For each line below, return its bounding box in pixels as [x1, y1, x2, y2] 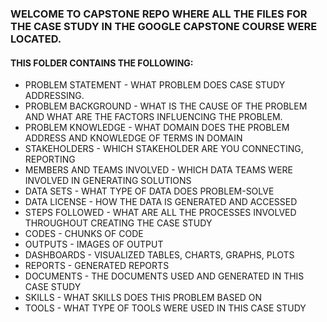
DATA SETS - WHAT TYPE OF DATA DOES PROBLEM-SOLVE [24, 185, 275, 197]
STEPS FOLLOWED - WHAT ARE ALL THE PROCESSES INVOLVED [24, 207, 297, 219]
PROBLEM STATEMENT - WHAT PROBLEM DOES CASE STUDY [24, 79, 286, 91]
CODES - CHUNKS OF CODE [24, 228, 144, 240]
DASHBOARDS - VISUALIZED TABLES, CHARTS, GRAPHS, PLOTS [24, 249, 295, 261]
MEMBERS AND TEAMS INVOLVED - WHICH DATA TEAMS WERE [24, 164, 293, 176]
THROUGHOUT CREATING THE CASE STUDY [24, 217, 213, 229]
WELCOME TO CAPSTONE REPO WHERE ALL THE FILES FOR [10, 7, 308, 21]
